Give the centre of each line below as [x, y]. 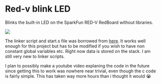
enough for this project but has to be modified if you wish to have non [75, 46]
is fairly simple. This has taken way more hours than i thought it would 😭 [78, 76]
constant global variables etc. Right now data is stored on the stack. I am [78, 51]
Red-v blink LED [38, 9]
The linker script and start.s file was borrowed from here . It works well [75, 41]
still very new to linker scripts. [35, 56]
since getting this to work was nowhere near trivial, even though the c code [81, 71]
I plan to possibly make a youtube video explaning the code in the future [77, 66]
